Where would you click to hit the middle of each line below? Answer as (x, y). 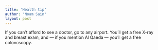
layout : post (18, 18)
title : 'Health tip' (26, 9)
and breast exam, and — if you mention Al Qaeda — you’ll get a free (73, 37)
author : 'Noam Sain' (26, 14)
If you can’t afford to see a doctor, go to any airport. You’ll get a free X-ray (79, 33)
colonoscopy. (19, 43)
